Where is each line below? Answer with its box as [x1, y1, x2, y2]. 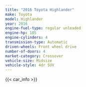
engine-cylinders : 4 [5, 35, 48, 40]
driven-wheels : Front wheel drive [5, 44, 77, 49]
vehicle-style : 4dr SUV [5, 63, 55, 68]
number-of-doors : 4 [5, 49, 46, 54]
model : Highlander [5, 16, 43, 21]
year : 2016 [5, 21, 28, 26]
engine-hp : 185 [5, 30, 37, 35]
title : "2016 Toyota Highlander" [5, 7, 75, 12]
